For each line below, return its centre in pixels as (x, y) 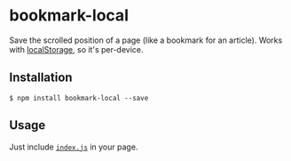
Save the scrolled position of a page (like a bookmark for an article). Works (146, 40)
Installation (41, 78)
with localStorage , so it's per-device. (76, 49)
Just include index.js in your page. (74, 147)
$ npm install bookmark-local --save (79, 98)
